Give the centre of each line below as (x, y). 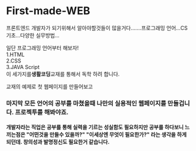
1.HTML (15, 54)
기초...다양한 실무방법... (33, 35)
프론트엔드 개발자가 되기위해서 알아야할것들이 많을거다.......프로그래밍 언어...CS (97, 28)
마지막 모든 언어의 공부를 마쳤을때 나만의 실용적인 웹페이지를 (86, 103)
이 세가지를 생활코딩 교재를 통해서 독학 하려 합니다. (63, 74)
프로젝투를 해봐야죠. (42, 112)
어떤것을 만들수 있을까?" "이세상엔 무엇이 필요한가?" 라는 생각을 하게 (108, 134)
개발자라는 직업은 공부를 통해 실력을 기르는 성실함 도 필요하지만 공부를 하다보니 (95, 127)
